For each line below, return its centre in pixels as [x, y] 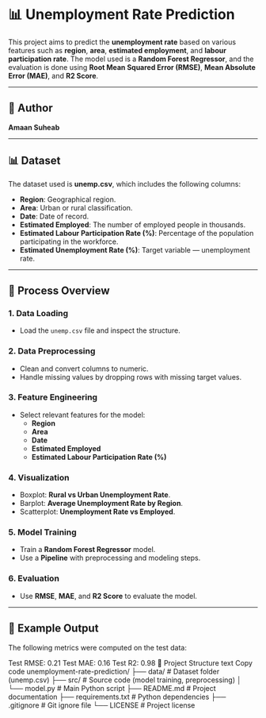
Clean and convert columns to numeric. [84, 369]
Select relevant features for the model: [82, 415]
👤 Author [30, 108]
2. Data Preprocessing [52, 351]
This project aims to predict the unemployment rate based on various [122, 42]
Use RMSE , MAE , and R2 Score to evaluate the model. [108, 596]
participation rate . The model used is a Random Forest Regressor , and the [131, 59]
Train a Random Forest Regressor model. [87, 550]
